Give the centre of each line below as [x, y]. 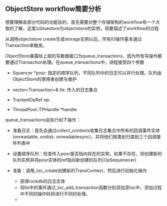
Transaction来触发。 [26, 45]
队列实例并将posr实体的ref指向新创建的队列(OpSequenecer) [74, 160]
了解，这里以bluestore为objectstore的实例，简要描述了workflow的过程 [86, 28]
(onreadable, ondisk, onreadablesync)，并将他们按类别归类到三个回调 [84, 136]
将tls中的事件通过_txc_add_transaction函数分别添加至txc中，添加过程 [91, 187]
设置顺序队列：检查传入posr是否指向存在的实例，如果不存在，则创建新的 [87, 153]
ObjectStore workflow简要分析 [53, 9]
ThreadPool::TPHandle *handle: [45, 109]
